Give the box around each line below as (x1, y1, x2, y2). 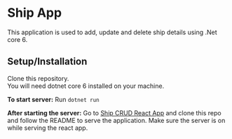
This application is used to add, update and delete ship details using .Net (7, 28, 217, 36)
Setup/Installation (7, 56, 88, 68)
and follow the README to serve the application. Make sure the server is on (7, 116, 226, 124)
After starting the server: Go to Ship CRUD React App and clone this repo (7, 108, 222, 117)
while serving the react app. (7, 124, 88, 132)
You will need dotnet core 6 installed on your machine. (7, 82, 165, 90)
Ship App (7, 5, 62, 21)
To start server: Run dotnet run (7, 95, 100, 103)
